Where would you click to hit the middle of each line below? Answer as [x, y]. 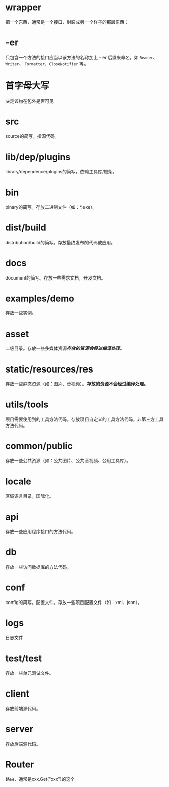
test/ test [24, 658]
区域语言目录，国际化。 [29, 496]
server [19, 729]
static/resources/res [49, 369]
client [17, 693]
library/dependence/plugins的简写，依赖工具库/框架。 [61, 171]
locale [18, 481]
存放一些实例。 [21, 313]
